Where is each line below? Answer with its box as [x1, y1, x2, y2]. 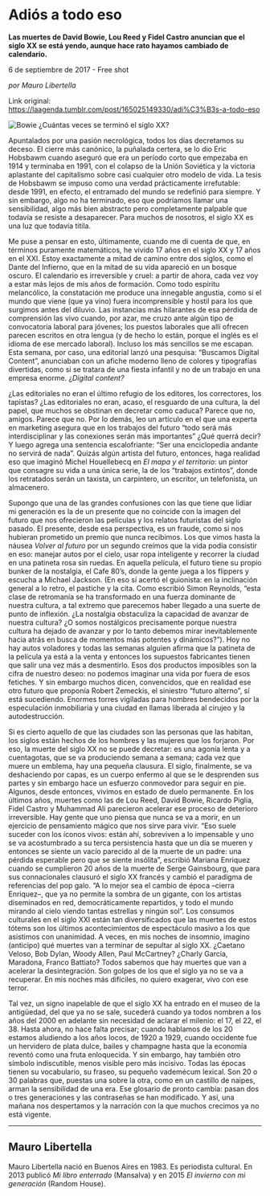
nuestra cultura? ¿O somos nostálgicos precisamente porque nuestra [8, 617, 237, 627]
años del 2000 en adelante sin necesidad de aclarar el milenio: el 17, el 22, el [8, 1015, 262, 1025]
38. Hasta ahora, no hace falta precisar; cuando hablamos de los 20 [8, 1024, 233, 1034]
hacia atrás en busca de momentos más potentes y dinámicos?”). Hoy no [8, 635, 251, 644]
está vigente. [8, 1109, 51, 1119]
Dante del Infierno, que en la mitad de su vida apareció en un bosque [8, 262, 237, 271]
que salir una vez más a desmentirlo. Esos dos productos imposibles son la [8, 660, 257, 670]
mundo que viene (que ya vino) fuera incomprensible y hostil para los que [8, 296, 253, 306]
